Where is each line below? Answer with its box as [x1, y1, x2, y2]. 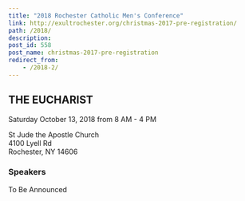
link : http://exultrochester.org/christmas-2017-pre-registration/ [8, 19, 238, 27]
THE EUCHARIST [8, 93, 93, 107]
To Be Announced [8, 184, 68, 194]
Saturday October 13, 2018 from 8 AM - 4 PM [8, 114, 157, 124]
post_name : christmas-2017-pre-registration [8, 49, 159, 57]
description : [8, 33, 52, 42]
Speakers [8, 167, 46, 178]
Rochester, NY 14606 [8, 147, 78, 156]
